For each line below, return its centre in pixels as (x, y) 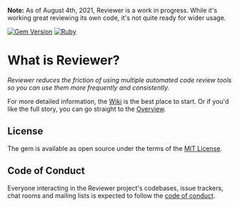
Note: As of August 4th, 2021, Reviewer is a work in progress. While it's (112, 10)
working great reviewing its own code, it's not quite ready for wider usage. (117, 18)
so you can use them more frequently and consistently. (88, 87)
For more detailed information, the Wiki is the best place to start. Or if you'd (118, 101)
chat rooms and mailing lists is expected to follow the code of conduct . (111, 196)
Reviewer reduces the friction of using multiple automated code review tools (119, 80)
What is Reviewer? (63, 60)
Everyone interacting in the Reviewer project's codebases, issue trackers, (115, 188)
